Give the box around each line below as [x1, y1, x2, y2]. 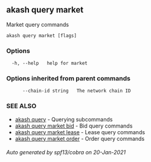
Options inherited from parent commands [6, 74, 131, 83]
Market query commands [6, 21, 69, 28]
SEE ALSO [6, 102, 37, 111]
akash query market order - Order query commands [14, 135, 145, 142]
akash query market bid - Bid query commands [14, 122, 133, 129]
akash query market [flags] [6, 33, 77, 39]
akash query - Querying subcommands [14, 115, 113, 123]
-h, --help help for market [11, 60, 88, 66]
